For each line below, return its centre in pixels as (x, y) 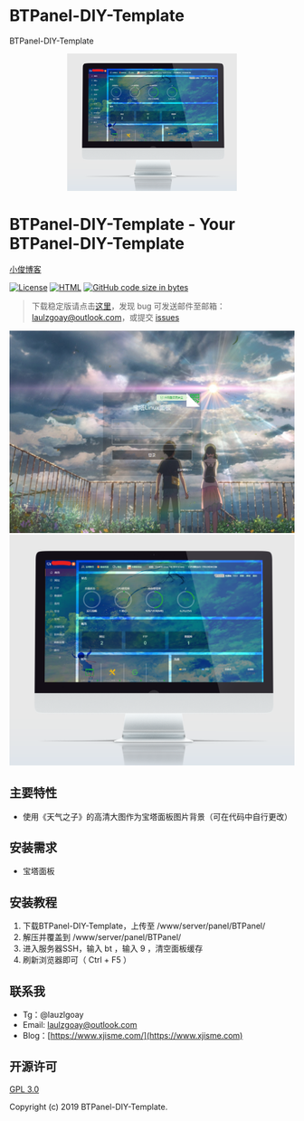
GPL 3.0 (24, 1089)
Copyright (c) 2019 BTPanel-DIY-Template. (89, 1107)
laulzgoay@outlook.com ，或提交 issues (105, 318)
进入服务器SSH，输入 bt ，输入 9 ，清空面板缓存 (113, 949)
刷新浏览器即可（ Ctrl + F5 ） (77, 960)
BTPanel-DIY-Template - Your (122, 224)
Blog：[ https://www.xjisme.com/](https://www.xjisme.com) (133, 1036)
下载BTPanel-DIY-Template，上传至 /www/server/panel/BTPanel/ (144, 926)
